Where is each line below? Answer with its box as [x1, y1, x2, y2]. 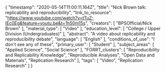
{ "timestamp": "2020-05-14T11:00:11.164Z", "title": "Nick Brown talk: [5, 4, 147, 10]
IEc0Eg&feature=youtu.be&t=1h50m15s [5, 20, 86, 26]
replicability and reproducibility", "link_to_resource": [5, 9, 112, 15]
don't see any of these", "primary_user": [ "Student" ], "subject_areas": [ [5, 41, 154, 47]
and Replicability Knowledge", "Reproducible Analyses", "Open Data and [5, 52, 155, 58]
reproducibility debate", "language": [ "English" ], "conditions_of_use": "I [5, 36, 155, 42]
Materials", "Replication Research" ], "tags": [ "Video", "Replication [5, 57, 143, 63]
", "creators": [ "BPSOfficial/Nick [85, 20, 152, 26]
